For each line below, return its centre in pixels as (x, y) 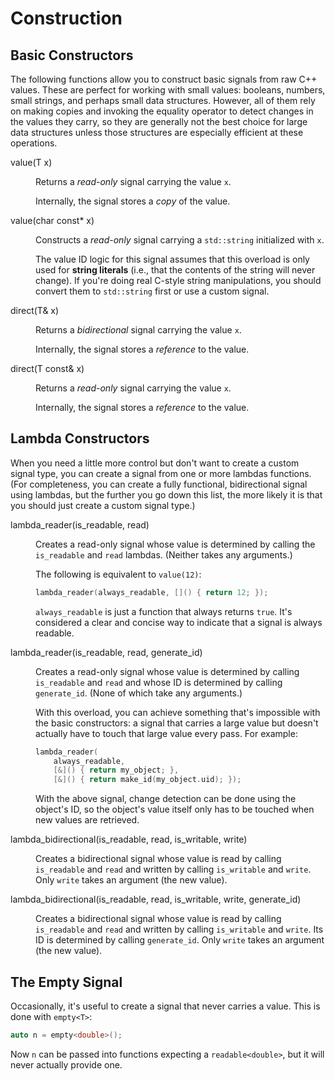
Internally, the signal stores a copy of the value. (133, 201)
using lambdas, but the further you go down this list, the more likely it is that (166, 494)
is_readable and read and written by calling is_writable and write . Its (179, 929)
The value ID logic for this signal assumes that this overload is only (172, 259)
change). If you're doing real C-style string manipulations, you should (178, 280)
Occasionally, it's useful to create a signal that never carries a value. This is (165, 1006)
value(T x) (31, 162)
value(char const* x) (52, 220)
